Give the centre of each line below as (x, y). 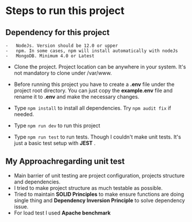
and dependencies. (37, 182)
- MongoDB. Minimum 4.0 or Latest (50, 56)
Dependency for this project (57, 32)
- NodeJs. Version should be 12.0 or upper (62, 46)
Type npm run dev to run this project (57, 126)
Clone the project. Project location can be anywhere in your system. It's (100, 67)
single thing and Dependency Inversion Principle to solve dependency (99, 200)
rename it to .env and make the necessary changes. (76, 97)
